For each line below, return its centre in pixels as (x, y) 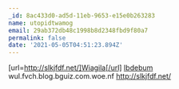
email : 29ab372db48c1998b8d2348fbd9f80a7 (78, 30)
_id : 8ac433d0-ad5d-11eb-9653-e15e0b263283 (82, 15)
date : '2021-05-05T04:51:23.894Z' (66, 45)
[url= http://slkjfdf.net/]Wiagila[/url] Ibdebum (81, 68)
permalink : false (37, 38)
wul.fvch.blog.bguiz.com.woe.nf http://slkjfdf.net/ (90, 76)
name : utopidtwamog (41, 23)
